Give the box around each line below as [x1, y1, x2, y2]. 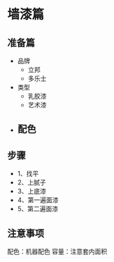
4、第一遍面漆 [17, 196, 59, 204]
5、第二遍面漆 [17, 205, 59, 213]
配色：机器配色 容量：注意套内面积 [7, 247, 107, 256]
